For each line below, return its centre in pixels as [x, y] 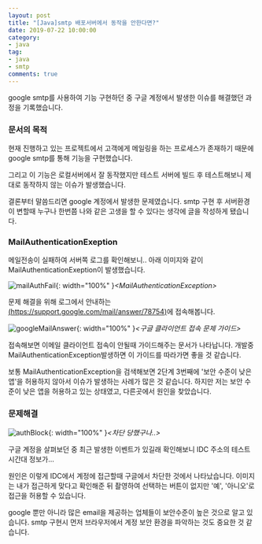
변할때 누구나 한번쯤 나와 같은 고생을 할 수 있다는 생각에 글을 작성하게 [122, 211]
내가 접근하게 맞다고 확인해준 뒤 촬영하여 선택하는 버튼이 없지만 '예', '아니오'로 [135, 486]
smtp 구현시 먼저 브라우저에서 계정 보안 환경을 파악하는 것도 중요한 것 [138, 522]
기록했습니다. [43, 107]
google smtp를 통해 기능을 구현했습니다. [70, 157]
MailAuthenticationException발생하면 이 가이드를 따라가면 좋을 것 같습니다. [125, 355]
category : [24, 37]
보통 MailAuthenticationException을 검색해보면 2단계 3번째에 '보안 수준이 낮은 [130, 372]
